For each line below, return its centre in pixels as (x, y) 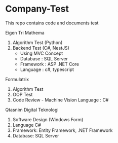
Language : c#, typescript (47, 69)
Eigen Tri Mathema (25, 32)
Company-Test (37, 9)
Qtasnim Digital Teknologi (32, 110)
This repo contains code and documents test (52, 23)
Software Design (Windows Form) (48, 119)
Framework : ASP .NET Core (50, 64)
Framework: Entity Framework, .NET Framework (63, 130)
